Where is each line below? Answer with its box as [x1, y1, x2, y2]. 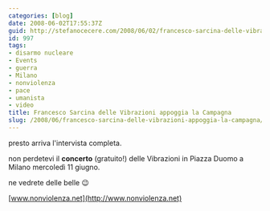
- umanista [8, 94, 45, 102]
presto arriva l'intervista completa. [8, 138, 122, 148]
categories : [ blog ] [8, 11, 74, 20]
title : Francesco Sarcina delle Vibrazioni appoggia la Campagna [8, 109, 231, 117]
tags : [8, 42, 27, 50]
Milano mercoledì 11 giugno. [8, 162, 100, 172]
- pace [8, 86, 31, 95]
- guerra [8, 64, 38, 72]
